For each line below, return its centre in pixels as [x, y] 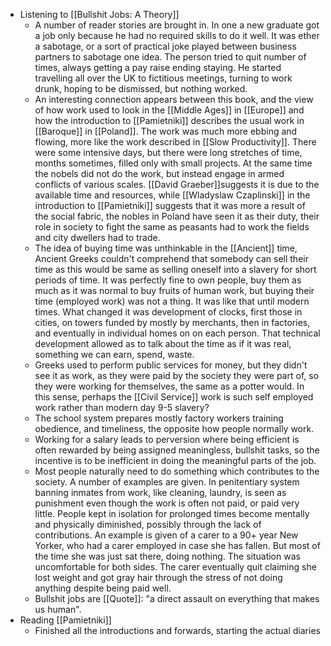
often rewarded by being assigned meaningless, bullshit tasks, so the [177, 450]
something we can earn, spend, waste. [114, 354]
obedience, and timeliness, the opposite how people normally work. [174, 428]
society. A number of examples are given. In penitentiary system [167, 482]
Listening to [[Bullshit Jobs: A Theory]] [99, 14]
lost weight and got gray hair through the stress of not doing [158, 577]
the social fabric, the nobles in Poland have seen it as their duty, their [177, 216]
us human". [58, 609]
